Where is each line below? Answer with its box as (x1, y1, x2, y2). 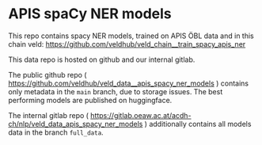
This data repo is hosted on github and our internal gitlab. (8, 55, 196, 64)
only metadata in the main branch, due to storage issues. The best (8, 86, 223, 96)
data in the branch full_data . (8, 128, 104, 137)
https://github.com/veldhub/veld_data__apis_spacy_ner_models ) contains (8, 78, 249, 88)
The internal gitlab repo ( (8, 110, 89, 120)
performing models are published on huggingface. (8, 95, 173, 105)
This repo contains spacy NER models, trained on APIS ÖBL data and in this (8, 31, 255, 40)
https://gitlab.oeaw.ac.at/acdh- (90, 110, 192, 120)
